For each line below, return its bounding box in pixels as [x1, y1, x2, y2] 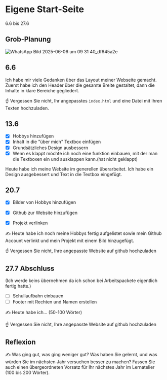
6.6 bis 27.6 [5, 20, 29, 26]
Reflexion [5, 337, 36, 346]
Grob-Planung [5, 35, 51, 44]
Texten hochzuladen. [5, 105, 49, 111]
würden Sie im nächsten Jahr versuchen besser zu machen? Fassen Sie [5, 359, 155, 365]
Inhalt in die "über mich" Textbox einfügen [12, 139, 101, 145]
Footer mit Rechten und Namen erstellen [12, 298, 97, 305]
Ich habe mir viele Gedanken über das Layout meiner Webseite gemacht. [5, 77, 157, 83]
